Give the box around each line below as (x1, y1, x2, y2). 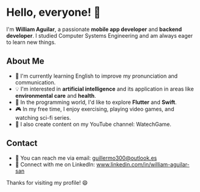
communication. (15, 78, 56, 86)
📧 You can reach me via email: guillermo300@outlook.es (15, 154, 157, 162)
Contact (6, 138, 38, 148)
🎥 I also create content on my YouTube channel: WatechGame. (15, 120, 172, 128)
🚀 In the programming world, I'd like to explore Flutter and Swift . (15, 98, 177, 106)
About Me (6, 56, 44, 66)
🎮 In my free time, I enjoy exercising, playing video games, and (15, 105, 174, 112)
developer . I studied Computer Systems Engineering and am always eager (6, 32, 193, 39)
